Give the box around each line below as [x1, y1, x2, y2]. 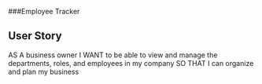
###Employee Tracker [8, 7, 80, 16]
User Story [8, 29, 62, 42]
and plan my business [8, 67, 79, 76]
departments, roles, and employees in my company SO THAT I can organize [8, 58, 254, 68]
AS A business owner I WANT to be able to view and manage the [8, 50, 218, 60]
